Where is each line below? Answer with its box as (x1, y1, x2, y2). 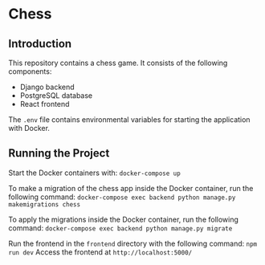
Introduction (8, 37, 72, 51)
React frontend (19, 100, 70, 108)
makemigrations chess (8, 200, 81, 209)
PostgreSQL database (19, 91, 93, 100)
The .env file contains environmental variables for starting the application (8, 115, 251, 124)
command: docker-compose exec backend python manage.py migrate (8, 222, 233, 233)
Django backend (19, 82, 75, 92)
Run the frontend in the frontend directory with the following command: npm (8, 238, 258, 248)
